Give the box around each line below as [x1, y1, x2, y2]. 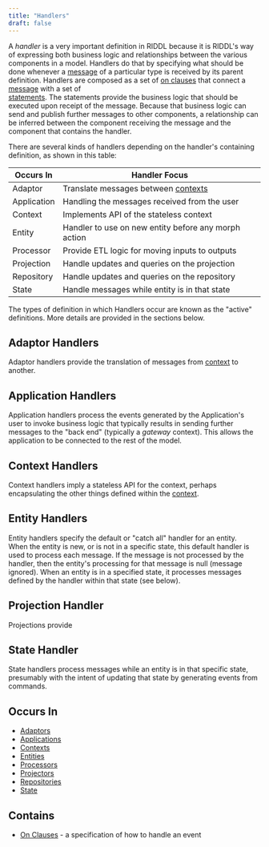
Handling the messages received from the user [62, 195, 239, 207]
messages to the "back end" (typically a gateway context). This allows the [8, 428, 254, 437]
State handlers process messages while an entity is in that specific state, [8, 664, 249, 674]
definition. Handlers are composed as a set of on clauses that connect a [8, 75, 246, 85]
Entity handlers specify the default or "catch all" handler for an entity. [8, 533, 238, 543]
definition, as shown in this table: [8, 150, 118, 160]
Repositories [19, 777, 62, 787]
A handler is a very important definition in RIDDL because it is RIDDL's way [8, 41, 255, 50]
